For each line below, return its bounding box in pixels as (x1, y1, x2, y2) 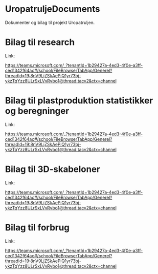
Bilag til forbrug (5, 222, 70, 233)
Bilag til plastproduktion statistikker (5, 95, 153, 106)
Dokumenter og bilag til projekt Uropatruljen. (5, 20, 95, 25)
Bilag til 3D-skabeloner (5, 164, 100, 174)
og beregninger (5, 105, 69, 117)
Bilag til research (5, 37, 75, 48)
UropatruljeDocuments (5, 3, 100, 15)
